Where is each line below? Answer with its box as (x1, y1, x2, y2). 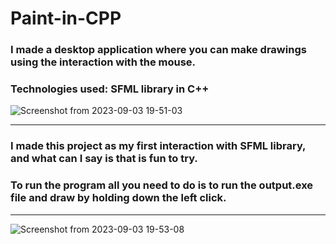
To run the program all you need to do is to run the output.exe (10, 178, 314, 192)
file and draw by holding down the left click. (10, 191, 227, 205)
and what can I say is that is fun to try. (10, 152, 198, 166)
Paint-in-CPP (10, 7, 122, 30)
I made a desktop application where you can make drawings (10, 43, 307, 57)
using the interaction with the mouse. (10, 55, 197, 69)
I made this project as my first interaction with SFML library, (10, 139, 307, 153)
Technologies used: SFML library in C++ (10, 82, 210, 96)
